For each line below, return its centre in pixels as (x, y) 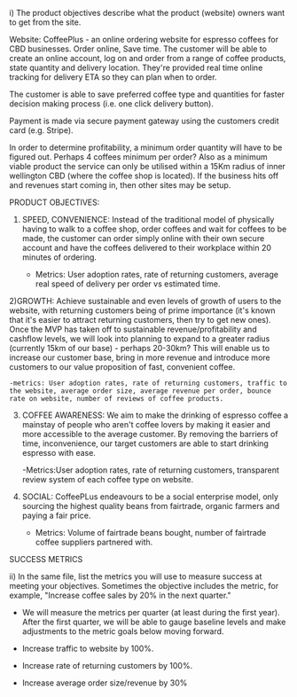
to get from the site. (45, 22)
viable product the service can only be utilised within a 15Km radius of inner (148, 166)
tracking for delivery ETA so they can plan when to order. (113, 77)
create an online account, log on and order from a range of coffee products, (148, 58)
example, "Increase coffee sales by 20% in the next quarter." (121, 595)
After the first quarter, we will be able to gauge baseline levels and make (154, 622)
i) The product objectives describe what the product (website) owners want (147, 13)
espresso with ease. (59, 453)
